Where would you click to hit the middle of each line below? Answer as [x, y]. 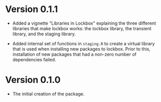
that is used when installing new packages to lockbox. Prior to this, [81, 49]
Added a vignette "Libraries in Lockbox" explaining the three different [84, 23]
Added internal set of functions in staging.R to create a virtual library [84, 43]
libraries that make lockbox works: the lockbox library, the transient [82, 28]
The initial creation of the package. [48, 93]
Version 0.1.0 [33, 80]
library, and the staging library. [44, 34]
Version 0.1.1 [32, 9]
